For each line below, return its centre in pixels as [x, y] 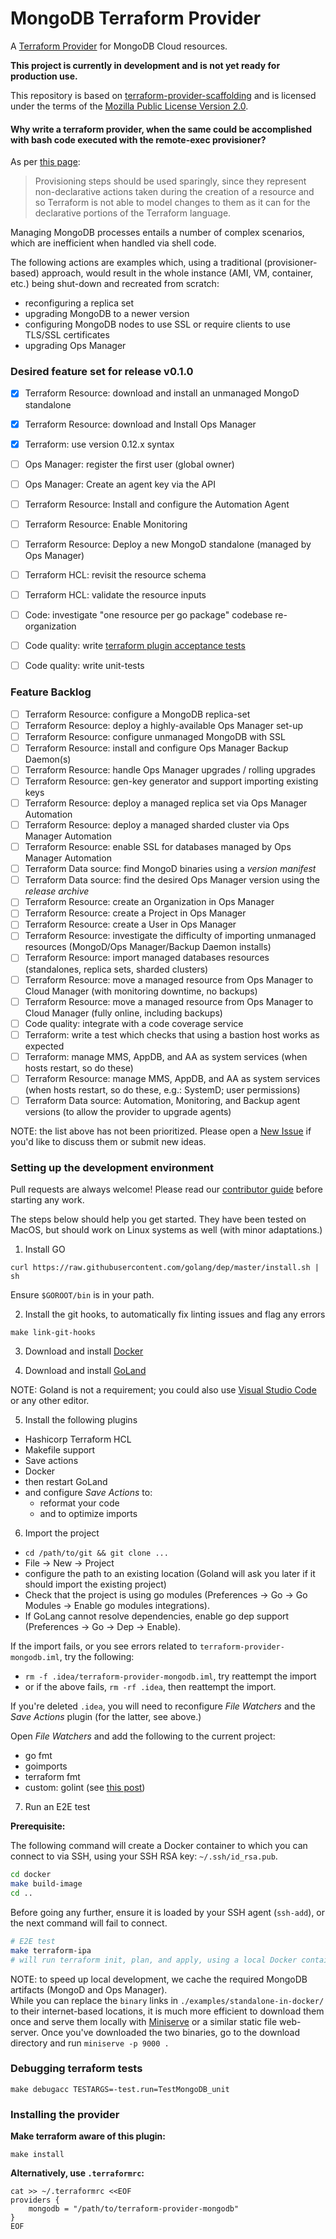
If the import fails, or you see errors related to [104, 1646]
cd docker [31, 1875]
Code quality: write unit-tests [84, 666]
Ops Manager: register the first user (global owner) [129, 464]
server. [25, 2032]
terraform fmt [52, 1777]
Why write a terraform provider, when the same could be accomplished [161, 129]
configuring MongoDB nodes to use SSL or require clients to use [157, 324]
